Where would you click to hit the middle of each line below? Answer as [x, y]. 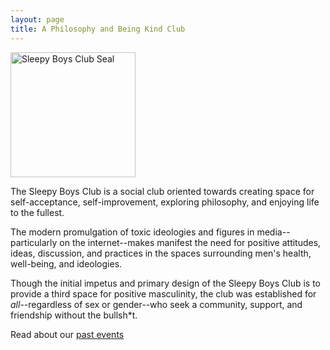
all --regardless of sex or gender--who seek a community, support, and [156, 304]
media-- [273, 232]
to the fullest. [37, 212]
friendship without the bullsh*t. [74, 315]
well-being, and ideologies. [66, 263]
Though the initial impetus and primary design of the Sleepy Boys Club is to [165, 283]
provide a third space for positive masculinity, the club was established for [163, 293]
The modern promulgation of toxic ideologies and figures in [132, 232]
